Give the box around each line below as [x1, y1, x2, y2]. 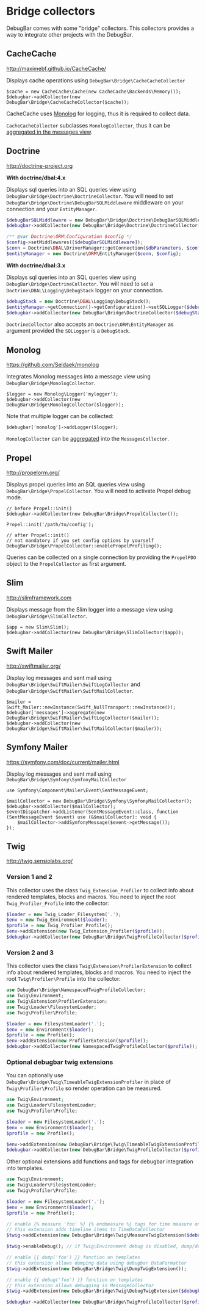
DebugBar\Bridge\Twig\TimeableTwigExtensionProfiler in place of [6, 1078, 171, 1086]
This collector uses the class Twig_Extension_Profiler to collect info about [6, 886, 194, 894]
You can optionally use [6, 1072, 64, 1079]
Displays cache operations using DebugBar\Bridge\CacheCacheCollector [6, 76, 185, 84]
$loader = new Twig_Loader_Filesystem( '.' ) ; [6, 911, 121, 917]
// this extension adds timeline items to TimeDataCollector [6, 1227, 165, 1233]
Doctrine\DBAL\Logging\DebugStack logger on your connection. [6, 286, 164, 294]
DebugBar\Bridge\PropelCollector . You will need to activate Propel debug [6, 487, 191, 495]
